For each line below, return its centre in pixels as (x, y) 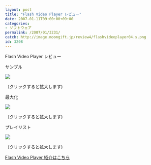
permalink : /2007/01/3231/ (33, 33)
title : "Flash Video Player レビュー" (44, 14)
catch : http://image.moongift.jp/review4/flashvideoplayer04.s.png (76, 37)
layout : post (18, 10)
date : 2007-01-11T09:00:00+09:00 (39, 19)
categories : (17, 23)
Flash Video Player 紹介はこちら (38, 157)
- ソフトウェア (18, 28)
